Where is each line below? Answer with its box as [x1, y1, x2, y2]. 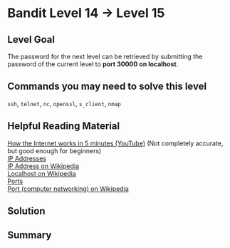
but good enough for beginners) [7, 146, 102, 155]
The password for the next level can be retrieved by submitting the [7, 52, 203, 61]
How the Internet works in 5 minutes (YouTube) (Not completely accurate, [7, 139, 224, 148]
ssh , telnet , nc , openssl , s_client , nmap [7, 99, 121, 108]
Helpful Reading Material [7, 120, 120, 133]
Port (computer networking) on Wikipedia [7, 184, 130, 193]
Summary [7, 229, 52, 242]
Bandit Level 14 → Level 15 [7, 5, 165, 21]
